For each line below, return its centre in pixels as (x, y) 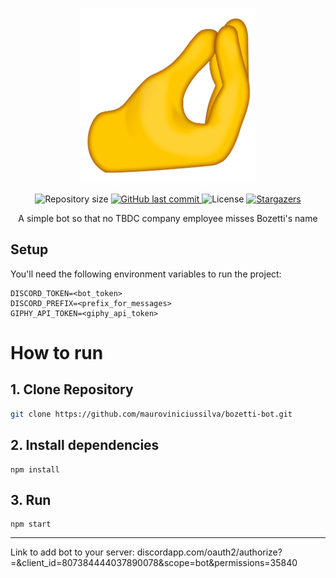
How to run (57, 353)
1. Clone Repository (72, 389)
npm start (31, 524)
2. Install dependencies (85, 445)
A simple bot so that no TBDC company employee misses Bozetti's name (168, 218)
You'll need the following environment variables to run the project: (146, 274)
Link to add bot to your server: (72, 552)
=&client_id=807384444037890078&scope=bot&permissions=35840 (154, 563)
